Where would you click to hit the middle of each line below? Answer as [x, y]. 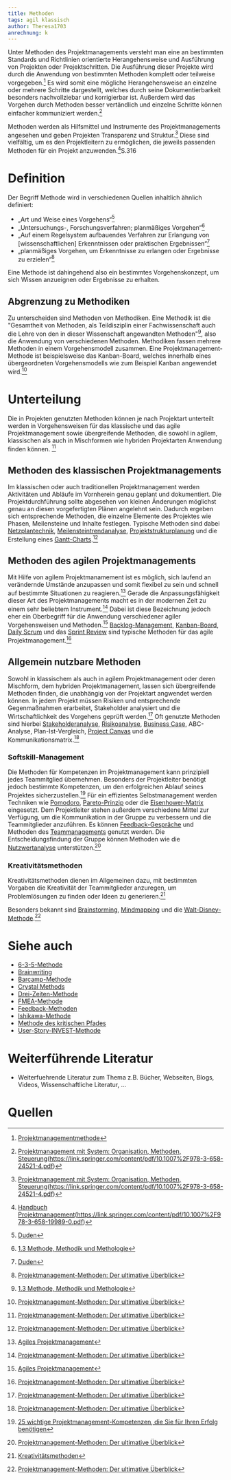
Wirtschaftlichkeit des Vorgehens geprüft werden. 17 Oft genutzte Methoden [114, 716]
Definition [37, 179]
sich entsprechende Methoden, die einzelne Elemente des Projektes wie [110, 516]
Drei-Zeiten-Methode [48, 994]
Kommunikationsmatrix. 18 [44, 739]
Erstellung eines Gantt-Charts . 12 [53, 539]
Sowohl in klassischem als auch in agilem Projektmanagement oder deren [112, 678]
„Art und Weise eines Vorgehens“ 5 [66, 219]
